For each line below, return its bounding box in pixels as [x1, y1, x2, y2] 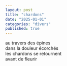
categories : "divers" [5, 21, 51, 27]
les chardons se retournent [5, 51, 62, 57]
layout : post [5, 7, 33, 13]
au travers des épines [5, 40, 51, 46]
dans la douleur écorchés [5, 45, 58, 51]
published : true [5, 26, 40, 31]
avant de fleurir [5, 56, 37, 62]
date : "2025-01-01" [5, 17, 47, 22]
